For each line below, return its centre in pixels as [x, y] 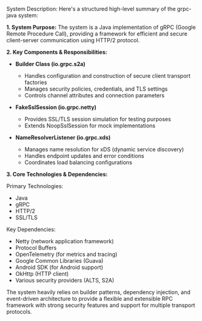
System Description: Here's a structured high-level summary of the [91, 9]
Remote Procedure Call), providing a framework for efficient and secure [97, 34]
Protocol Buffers [36, 248]
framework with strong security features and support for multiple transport [101, 305]
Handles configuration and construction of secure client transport [107, 76]
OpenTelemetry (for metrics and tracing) [66, 254]
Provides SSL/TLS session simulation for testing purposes [98, 119]
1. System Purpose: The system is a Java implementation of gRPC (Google [101, 27]
